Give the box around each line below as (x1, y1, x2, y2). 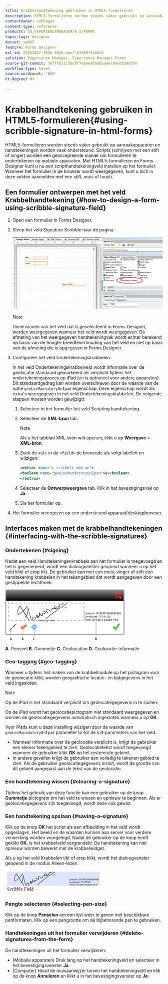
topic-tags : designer (5, 34, 50, 39)
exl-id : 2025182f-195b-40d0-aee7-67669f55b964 (5, 50, 104, 55)
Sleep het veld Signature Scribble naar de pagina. (12, 226, 115, 232)
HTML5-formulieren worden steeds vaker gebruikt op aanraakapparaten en (5, 141, 160, 147)
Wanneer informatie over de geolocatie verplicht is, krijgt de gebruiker (12, 739, 157, 745)
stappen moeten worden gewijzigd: (12, 396, 85, 402)
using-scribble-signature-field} (5, 204, 106, 212)
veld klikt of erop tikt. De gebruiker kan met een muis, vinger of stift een (5, 569, 153, 575)
